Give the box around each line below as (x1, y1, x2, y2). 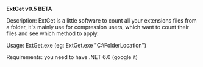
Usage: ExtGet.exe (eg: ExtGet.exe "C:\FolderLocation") (6, 42, 146, 49)
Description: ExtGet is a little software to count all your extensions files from (6, 17, 197, 24)
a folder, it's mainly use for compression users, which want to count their (6, 24, 190, 30)
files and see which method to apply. (6, 30, 99, 37)
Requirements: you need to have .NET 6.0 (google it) (6, 54, 138, 60)
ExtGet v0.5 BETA (6, 5, 52, 12)
